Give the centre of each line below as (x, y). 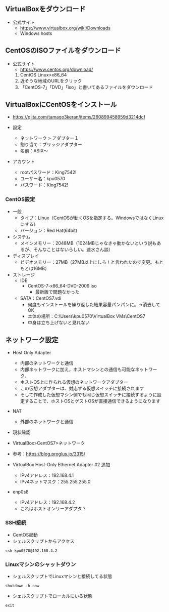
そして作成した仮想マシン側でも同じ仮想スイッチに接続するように (89, 394)
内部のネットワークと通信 (47, 363)
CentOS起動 (25, 535)
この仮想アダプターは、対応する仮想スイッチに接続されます (82, 388)
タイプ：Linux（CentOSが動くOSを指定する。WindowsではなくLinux (92, 218)
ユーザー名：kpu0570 (43, 179)
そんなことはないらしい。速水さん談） (73, 249)
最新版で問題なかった (57, 292)
